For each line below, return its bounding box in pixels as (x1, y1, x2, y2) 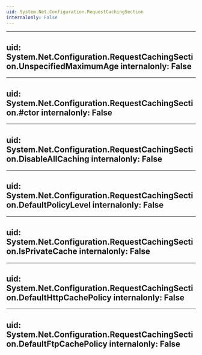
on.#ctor (6, 107, 40, 118)
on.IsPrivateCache (6, 247, 78, 257)
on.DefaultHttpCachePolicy (6, 292, 112, 303)
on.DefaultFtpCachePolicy (6, 339, 108, 349)
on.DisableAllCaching (6, 154, 90, 164)
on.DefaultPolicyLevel (6, 200, 91, 210)
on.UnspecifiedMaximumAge (6, 61, 119, 71)
